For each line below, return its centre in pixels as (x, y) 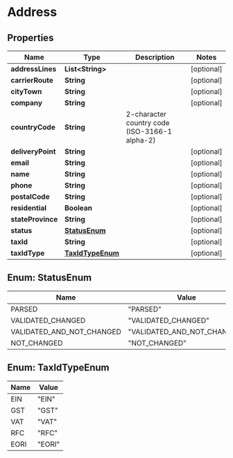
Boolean (78, 208)
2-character (146, 114)
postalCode (30, 197)
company (27, 103)
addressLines (34, 69)
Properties (31, 38)
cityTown (26, 91)
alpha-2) (141, 140)
